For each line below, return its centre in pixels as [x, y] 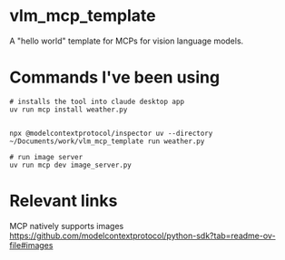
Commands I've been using [115, 77]
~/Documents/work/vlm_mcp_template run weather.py [107, 141]
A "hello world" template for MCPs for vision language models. [127, 41]
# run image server [46, 157]
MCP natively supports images [67, 226]
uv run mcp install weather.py [69, 110]
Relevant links [64, 201]
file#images [31, 245]
